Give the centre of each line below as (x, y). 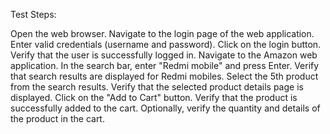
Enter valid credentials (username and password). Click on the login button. (166, 44)
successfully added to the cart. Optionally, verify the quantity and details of (165, 108)
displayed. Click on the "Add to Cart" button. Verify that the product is (154, 97)
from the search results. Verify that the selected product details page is (157, 87)
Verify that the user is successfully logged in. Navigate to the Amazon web (164, 55)
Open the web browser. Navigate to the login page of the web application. (162, 33)
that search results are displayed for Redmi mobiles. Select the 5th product (164, 76)
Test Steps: (33, 14)
